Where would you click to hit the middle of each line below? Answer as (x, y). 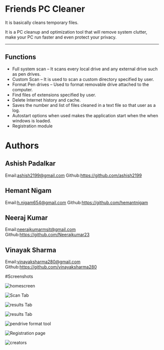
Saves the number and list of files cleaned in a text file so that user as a (84, 105)
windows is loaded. (31, 121)
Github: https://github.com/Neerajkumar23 (47, 235)
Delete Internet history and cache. (46, 100)
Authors (22, 145)
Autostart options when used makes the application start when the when (85, 115)
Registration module (32, 126)
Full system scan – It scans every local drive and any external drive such (85, 69)
